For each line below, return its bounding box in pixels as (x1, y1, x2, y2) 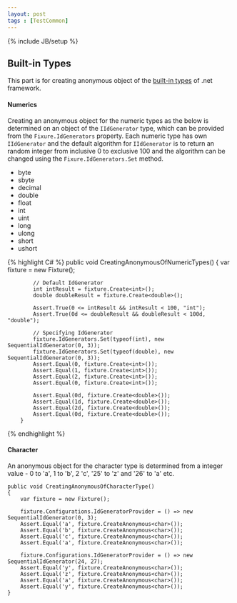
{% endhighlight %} (7, 429, 66, 438)
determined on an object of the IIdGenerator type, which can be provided (7, 124, 225, 132)
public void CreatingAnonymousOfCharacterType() (7, 483, 155, 490)
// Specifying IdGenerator (33, 329, 114, 337)
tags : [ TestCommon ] (7, 17, 69, 24)
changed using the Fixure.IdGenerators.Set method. (7, 154, 164, 163)
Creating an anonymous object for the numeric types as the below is (7, 116, 209, 125)
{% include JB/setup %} (7, 36, 79, 45)
